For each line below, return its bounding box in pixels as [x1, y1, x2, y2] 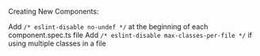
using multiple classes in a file [8, 39, 107, 48]
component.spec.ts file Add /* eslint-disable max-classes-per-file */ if [8, 31, 252, 39]
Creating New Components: [8, 7, 99, 16]
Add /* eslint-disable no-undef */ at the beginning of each [8, 22, 208, 31]
